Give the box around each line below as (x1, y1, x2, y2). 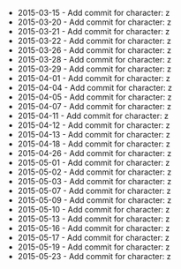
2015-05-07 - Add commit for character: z (17, 185, 171, 196)
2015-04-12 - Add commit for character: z (17, 120, 170, 131)
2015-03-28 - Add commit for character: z (17, 55, 172, 64)
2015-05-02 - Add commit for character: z (17, 167, 172, 177)
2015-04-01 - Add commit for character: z (17, 73, 170, 83)
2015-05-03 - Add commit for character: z (17, 176, 172, 186)
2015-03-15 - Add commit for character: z (17, 8, 170, 18)
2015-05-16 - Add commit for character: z (17, 223, 170, 233)
